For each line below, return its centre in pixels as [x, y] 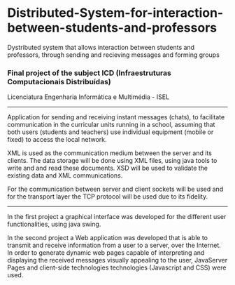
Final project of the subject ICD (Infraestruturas [89, 73]
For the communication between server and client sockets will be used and [115, 189]
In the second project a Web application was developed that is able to [108, 238]
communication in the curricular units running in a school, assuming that [111, 125]
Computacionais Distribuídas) [59, 81]
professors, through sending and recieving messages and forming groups [114, 55]
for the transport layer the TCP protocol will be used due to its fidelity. [108, 197]
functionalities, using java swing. [54, 224]
